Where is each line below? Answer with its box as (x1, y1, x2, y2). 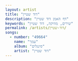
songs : (5, 30, 19, 35)
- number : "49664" (9, 35, 48, 40)
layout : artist (5, 7, 37, 12)
